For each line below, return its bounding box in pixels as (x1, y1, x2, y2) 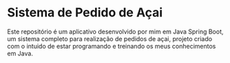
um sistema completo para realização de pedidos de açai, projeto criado (7, 34, 212, 42)
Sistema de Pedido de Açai (7, 5, 163, 21)
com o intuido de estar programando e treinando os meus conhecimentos (7, 42, 216, 50)
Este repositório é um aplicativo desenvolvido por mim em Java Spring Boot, (7, 27, 224, 36)
